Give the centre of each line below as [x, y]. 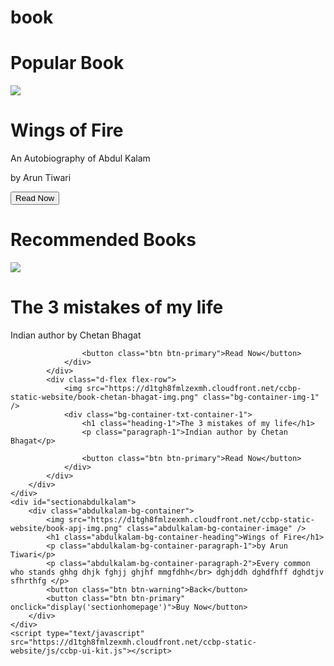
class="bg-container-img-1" [261, 397]
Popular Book [67, 63]
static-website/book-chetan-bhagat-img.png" [104, 397]
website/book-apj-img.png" [66, 528]
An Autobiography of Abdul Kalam [80, 158]
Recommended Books [103, 240]
